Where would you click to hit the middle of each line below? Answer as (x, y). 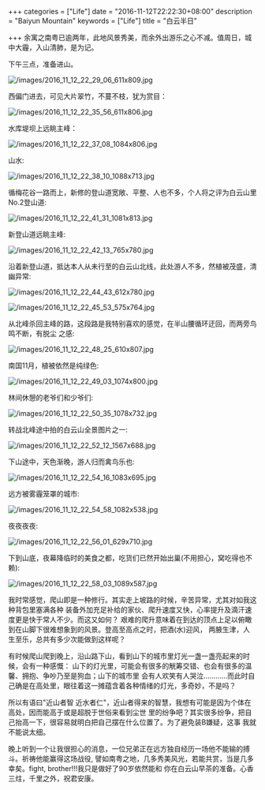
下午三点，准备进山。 (43, 64)
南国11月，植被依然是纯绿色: (54, 365)
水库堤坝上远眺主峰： (43, 128)
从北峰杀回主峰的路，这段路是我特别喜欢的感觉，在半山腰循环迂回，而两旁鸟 (132, 324)
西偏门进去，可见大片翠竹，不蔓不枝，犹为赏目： (88, 96)
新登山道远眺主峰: (37, 234)
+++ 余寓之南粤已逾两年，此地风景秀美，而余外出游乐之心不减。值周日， (127, 37)
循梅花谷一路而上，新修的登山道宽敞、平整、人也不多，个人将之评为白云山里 (132, 192)
